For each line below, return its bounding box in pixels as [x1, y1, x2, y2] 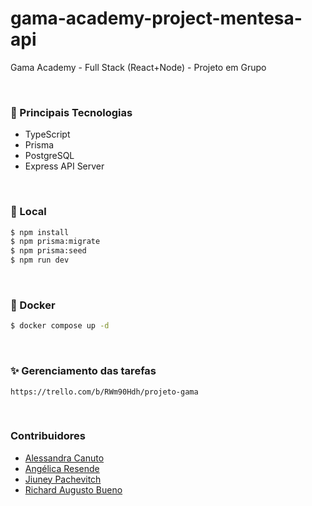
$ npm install [10, 227, 70, 237]
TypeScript [24, 128, 71, 141]
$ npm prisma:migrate [10, 237, 101, 247]
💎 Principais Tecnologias [10, 105, 133, 119]
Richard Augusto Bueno [24, 483, 123, 496]
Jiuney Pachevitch [24, 473, 102, 485]
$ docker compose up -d [10, 321, 110, 331]
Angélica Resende [24, 462, 100, 474]
